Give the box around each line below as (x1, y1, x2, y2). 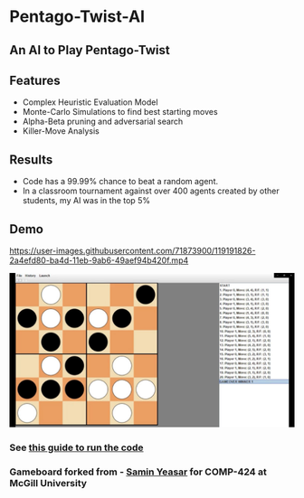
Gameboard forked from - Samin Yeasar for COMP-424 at (9, 465, 267, 478)
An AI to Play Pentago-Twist (9, 42, 170, 58)
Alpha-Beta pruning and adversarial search (22, 116, 184, 127)
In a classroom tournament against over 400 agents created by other (22, 185, 280, 196)
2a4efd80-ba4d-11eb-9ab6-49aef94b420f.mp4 (9, 255, 189, 266)
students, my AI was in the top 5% (22, 195, 151, 206)
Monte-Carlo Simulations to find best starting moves (22, 107, 219, 117)
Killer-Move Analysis (22, 126, 100, 136)
